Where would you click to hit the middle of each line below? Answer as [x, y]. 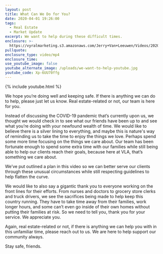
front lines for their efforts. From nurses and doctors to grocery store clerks [81, 191]
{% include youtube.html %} [33, 86]
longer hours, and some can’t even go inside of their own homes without [77, 206]
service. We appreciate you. [33, 217]
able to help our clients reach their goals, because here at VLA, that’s [74, 152]
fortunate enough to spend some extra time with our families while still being [81, 147]
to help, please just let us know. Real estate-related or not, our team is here [80, 101]
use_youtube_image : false [31, 64]
